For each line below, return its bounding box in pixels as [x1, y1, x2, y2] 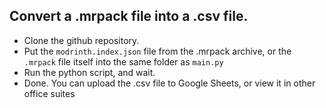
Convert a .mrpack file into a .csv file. [9, 8, 249, 25]
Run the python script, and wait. [23, 66, 156, 78]
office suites [23, 87, 76, 99]
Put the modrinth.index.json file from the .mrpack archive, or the [23, 45, 292, 57]
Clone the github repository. [23, 34, 140, 46]
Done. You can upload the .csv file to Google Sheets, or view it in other [23, 77, 316, 89]
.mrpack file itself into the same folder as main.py [23, 55, 224, 68]
